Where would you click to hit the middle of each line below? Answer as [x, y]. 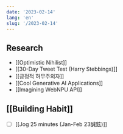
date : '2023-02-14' [31, 12]
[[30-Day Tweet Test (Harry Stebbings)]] [66, 69]
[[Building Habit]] [40, 109]
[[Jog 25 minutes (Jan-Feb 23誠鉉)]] [61, 124]
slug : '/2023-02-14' [33, 23]
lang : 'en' [20, 18]
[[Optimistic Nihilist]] [41, 63]
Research [25, 48]
